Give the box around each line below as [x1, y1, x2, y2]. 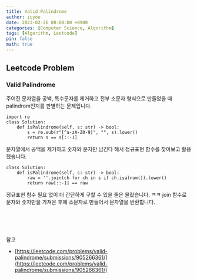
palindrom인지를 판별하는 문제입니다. [6, 102, 92, 109]
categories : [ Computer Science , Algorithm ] [6, 25, 115, 31]
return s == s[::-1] [27, 135, 78, 140]
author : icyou [6, 14, 41, 20]
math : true [6, 42, 33, 48]
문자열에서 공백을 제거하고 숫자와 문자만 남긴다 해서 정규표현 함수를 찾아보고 [6, 145, 181, 153]
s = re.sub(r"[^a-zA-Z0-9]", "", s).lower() [27, 129, 138, 135]
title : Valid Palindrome [6, 8, 67, 15]
